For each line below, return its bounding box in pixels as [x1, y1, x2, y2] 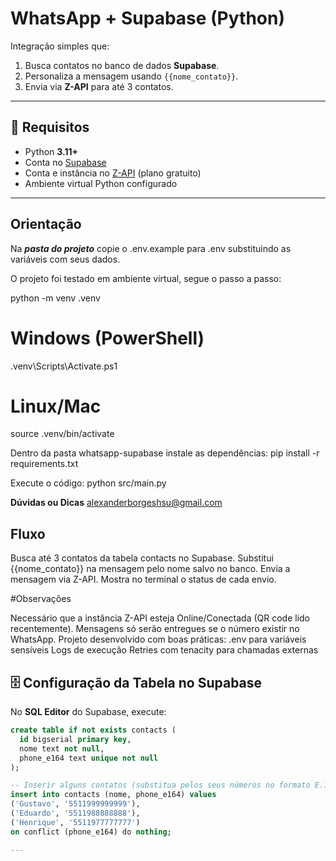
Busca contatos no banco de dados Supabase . [24, 59, 220, 71]
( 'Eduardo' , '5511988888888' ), [10, 808, 141, 819]
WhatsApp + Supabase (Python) [10, 7, 286, 30]
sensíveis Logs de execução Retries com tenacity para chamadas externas [10, 644, 319, 656]
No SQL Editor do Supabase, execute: [10, 706, 167, 718]
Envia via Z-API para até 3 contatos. [24, 80, 174, 92]
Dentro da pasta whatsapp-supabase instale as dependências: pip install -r [10, 447, 320, 459]
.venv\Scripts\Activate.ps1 [10, 360, 118, 372]
